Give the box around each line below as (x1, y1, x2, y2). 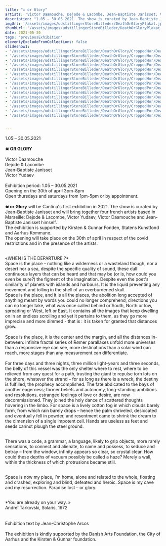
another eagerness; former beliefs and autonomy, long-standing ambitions (5, 386, 157, 392)
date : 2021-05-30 (5, 30, 41, 35)
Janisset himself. (23, 219, 57, 225)
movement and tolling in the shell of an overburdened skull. (5, 286, 126, 292)
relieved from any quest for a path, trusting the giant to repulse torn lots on (5, 370, 157, 376)
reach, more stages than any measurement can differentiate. (5, 350, 128, 356)
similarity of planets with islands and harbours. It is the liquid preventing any (5, 281, 160, 287)
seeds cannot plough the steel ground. (5, 423, 84, 429)
